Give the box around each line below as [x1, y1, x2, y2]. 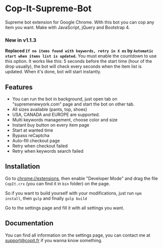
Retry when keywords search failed [12, 148, 84, 154]
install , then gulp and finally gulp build [5, 195, 87, 201]
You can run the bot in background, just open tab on [12, 96, 117, 102]
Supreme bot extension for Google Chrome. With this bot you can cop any [5, 19, 155, 25]
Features [5, 83, 33, 91]
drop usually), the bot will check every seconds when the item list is [5, 63, 142, 69]
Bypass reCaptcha [12, 133, 50, 138]
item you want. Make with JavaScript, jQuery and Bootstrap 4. [5, 24, 130, 30]
